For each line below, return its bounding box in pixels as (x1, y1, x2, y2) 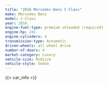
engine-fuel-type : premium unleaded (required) (5, 25, 104, 30)
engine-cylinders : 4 (5, 34, 47, 39)
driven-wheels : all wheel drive (5, 43, 71, 48)
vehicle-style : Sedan (5, 61, 49, 66)
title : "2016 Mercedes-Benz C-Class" (5, 7, 82, 12)
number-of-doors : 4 (5, 48, 45, 52)
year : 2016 (5, 20, 27, 26)
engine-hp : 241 (5, 30, 36, 34)
